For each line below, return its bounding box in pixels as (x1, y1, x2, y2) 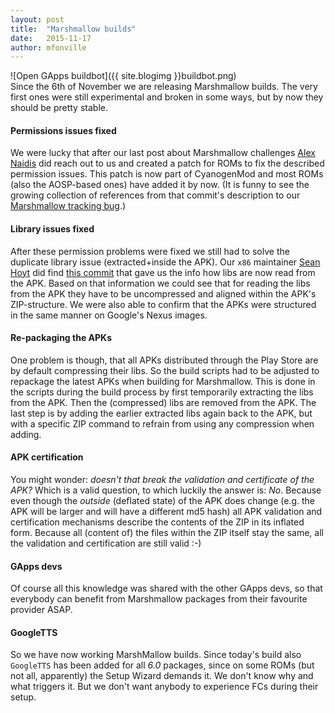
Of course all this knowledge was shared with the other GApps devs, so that (10, 582, 323, 595)
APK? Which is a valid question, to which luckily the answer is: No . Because (10, 484, 322, 496)
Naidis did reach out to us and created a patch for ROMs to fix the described (10, 157, 325, 170)
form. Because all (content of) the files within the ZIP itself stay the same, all (10, 527, 324, 539)
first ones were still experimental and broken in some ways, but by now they (10, 91, 324, 103)
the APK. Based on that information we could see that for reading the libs (10, 277, 311, 289)
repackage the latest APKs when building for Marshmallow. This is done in (10, 375, 316, 387)
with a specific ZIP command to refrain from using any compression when (10, 417, 315, 430)
